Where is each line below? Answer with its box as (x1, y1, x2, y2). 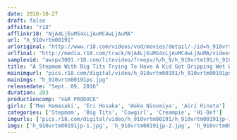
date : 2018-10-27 (7, 10, 59, 18)
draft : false (7, 17, 46, 24)
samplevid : (7, 57, 39, 64)
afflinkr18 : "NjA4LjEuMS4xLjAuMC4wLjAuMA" (7, 30, 134, 37)
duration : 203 (7, 89, 49, 96)
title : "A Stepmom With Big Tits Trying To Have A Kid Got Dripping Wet (7, 63, 226, 70)
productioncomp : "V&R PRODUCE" (7, 96, 99, 103)
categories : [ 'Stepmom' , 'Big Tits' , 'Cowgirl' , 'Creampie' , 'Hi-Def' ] (7, 109, 222, 116)
